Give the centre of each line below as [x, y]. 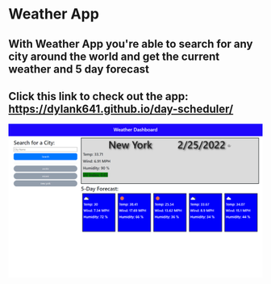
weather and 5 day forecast [79, 69]
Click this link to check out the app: [98, 96]
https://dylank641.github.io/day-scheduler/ [121, 109]
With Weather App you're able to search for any [131, 44]
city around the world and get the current [114, 56]
